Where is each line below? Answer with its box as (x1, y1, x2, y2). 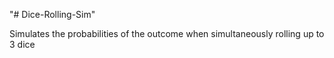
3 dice (9, 39, 36, 50)
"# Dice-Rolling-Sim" (9, 9, 96, 20)
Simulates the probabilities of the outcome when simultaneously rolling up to (9, 28, 325, 39)
